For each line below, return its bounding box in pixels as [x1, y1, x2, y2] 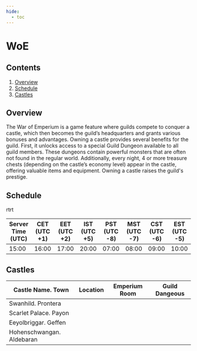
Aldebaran [9, 335, 38, 343]
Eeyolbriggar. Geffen [9, 318, 66, 326]
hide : [6, 8, 19, 15]
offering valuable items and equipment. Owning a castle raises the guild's [6, 167, 184, 174]
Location [79, 286, 104, 294]
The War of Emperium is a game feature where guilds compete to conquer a [6, 123, 190, 131]
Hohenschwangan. [9, 327, 61, 336]
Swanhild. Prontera [9, 299, 62, 307]
